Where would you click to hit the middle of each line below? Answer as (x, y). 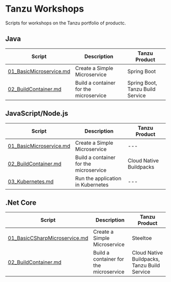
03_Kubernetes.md (31, 181)
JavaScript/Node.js (37, 114)
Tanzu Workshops (45, 9)
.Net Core (21, 202)
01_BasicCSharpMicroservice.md (48, 238)
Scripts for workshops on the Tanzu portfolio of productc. (66, 23)
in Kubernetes (92, 184)
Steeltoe (142, 238)
